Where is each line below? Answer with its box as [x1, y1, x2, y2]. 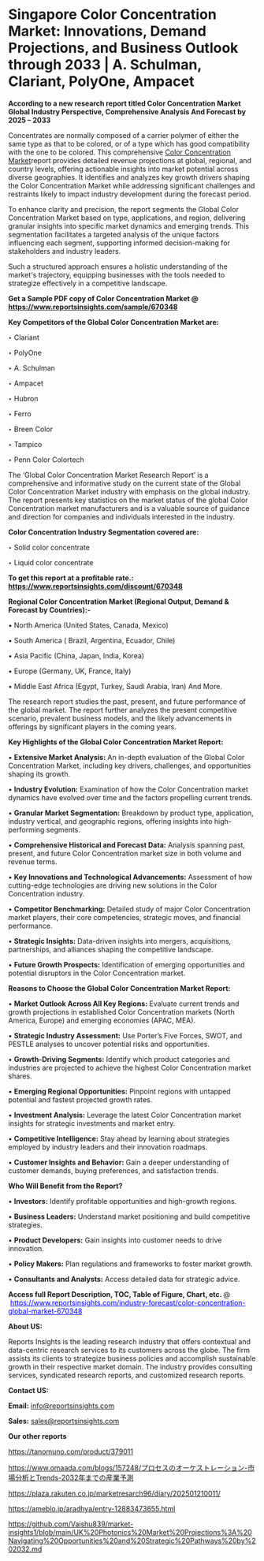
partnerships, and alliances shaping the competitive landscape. [8, 944, 214, 954]
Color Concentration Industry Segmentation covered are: [8, 527, 199, 537]
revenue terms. [8, 857, 58, 866]
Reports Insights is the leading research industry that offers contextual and [8, 1336, 251, 1346]
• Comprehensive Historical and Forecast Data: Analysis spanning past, [8, 840, 246, 849]
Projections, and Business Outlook [8, 39, 239, 57]
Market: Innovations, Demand [8, 22, 206, 40]
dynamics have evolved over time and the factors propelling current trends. [8, 792, 253, 802]
